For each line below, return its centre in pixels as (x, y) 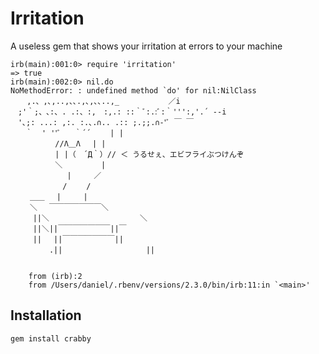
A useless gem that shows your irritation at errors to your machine (146, 46)
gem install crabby (51, 338)
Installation (46, 315)
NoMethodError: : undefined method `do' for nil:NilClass (133, 90)
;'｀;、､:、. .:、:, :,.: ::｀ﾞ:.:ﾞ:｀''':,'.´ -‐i (122, 112)
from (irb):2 (55, 276)
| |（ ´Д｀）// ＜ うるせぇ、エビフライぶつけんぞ (149, 154)
